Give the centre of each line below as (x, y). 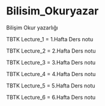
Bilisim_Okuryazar (52, 11)
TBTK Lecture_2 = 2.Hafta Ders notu (51, 51)
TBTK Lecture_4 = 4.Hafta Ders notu (51, 74)
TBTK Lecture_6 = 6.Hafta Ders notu (51, 97)
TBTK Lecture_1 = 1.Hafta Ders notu (50, 39)
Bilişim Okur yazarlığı (32, 28)
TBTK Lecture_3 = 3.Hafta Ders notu (51, 62)
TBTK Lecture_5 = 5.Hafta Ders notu (51, 86)
